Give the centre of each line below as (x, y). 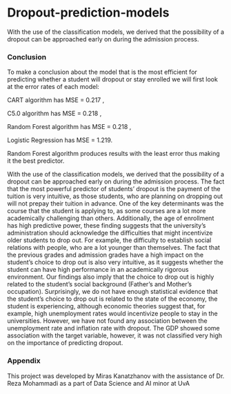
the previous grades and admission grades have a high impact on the (106, 255)
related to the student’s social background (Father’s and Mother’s (99, 284)
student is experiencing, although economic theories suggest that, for (106, 306)
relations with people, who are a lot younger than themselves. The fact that (114, 248)
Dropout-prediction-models (88, 13)
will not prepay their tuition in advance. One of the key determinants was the (115, 204)
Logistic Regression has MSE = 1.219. (60, 140)
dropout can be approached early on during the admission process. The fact (116, 181)
